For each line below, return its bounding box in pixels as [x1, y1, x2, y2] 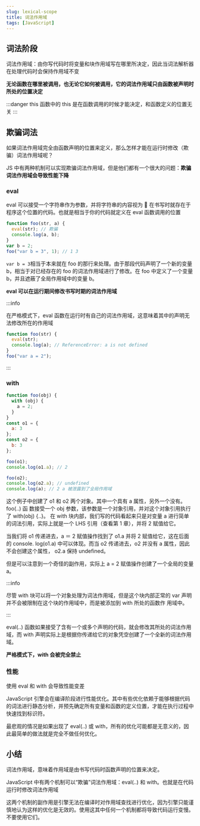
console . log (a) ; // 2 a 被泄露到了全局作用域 [6, 486, 112, 492]
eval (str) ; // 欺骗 [11, 226, 58, 233]
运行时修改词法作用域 [6, 786, 58, 793]
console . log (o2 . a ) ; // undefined [6, 481, 89, 487]
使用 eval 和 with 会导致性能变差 [6, 682, 85, 689]
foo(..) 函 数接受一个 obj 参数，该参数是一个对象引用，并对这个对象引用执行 [6, 505, 191, 512]
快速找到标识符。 [6, 710, 48, 717]
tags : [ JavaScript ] [6, 20, 55, 26]
